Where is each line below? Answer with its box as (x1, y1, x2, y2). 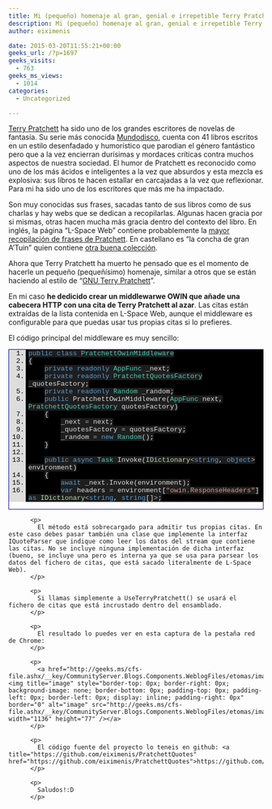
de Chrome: (8, 636, 45, 645)
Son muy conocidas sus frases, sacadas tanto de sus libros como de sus (8, 200, 252, 209)
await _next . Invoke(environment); (60, 479, 191, 488)
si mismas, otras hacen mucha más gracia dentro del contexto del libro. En (8, 217, 257, 227)
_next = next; (60, 418, 114, 427)
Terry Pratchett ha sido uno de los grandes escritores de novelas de (8, 123, 236, 134)
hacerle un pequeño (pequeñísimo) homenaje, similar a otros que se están (8, 267, 257, 277)
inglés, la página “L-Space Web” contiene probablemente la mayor (8, 226, 231, 235)
